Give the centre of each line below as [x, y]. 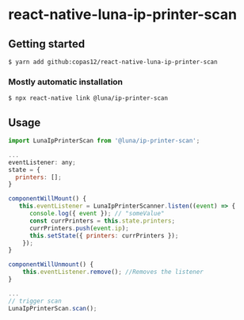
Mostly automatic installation [66, 82]
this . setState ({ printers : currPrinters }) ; [104, 235]
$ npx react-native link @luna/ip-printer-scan [88, 98]
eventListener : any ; [42, 162]
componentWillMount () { [48, 199]
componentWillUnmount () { [51, 265]
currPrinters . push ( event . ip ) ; [79, 228]
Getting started [47, 44]
